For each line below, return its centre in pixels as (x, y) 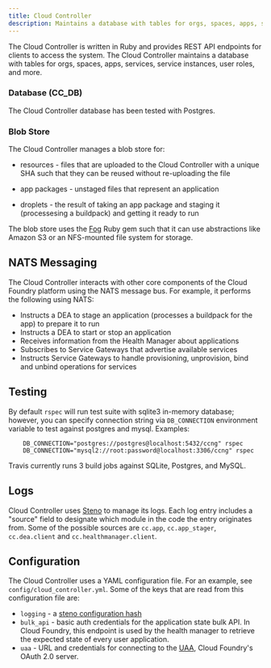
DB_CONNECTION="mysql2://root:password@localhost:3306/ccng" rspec (138, 450)
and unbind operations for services (78, 366)
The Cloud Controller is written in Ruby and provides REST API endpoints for (135, 46)
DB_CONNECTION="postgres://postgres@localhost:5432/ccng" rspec (133, 443)
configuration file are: (44, 598)
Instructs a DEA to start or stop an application (96, 332)
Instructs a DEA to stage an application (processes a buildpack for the (136, 315)
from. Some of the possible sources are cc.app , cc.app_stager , (112, 527)
